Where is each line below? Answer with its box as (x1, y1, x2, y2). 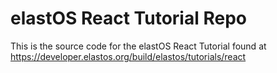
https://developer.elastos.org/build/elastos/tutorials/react (10, 50, 247, 62)
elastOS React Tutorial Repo (10, 7, 247, 30)
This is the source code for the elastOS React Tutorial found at (10, 40, 267, 52)
